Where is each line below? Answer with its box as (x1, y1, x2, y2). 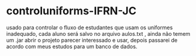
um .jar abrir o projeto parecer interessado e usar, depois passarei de (6, 36, 178, 43)
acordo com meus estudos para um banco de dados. (6, 43, 138, 50)
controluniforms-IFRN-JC (6, 4, 136, 18)
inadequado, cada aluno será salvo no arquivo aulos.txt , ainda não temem (6, 30, 191, 37)
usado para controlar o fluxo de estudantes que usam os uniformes (6, 24, 173, 31)
